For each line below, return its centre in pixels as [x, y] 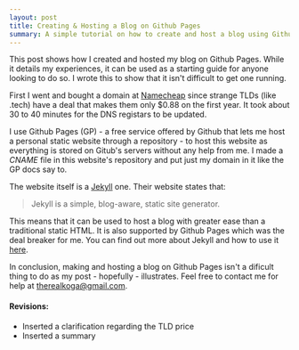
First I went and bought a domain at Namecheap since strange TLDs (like [143, 95]
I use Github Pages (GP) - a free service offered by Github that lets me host [147, 132]
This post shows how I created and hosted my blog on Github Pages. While [147, 60]
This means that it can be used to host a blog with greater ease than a [137, 221]
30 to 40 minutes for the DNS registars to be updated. [108, 114]
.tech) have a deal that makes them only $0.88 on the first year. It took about [149, 105]
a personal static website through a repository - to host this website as [139, 141]
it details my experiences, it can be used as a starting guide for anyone [139, 69]
